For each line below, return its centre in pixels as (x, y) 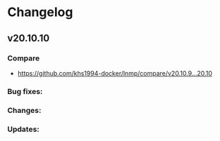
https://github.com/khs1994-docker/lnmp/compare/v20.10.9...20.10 (115, 73)
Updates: (24, 129)
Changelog (40, 12)
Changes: (24, 110)
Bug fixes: (25, 91)
